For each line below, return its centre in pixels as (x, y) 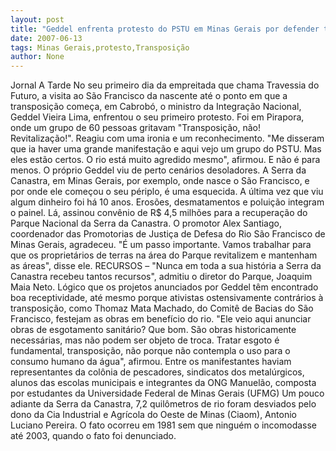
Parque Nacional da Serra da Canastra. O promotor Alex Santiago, (146, 223)
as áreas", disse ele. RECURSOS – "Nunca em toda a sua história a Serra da (166, 266)
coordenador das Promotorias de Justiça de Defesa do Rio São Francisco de (168, 234)
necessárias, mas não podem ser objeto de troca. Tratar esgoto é (145, 340)
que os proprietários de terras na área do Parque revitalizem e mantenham (164, 255)
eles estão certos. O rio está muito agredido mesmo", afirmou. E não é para (165, 160)
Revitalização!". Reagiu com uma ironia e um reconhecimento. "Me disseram (167, 138)
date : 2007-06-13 (46, 38)
